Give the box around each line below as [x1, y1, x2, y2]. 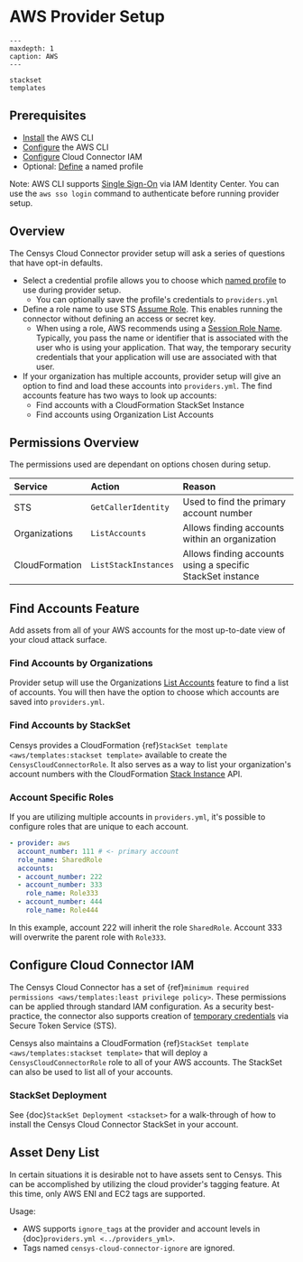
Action [90, 480, 120, 493]
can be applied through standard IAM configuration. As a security [9, 1000, 252, 1012]
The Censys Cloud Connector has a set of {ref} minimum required [9, 981, 250, 992]
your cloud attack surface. [9, 635, 107, 645]
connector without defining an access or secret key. [22, 313, 216, 324]
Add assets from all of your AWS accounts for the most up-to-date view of [9, 625, 286, 636]
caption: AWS [9, 51, 59, 60]
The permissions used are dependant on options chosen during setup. [9, 459, 271, 470]
